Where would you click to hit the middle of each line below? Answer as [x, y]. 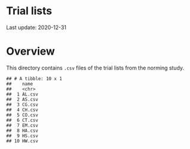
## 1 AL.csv [22, 94]
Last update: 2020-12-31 [36, 27]
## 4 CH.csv [22, 110]
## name [20, 84]
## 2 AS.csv [22, 99]
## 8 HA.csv [22, 131]
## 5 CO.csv [22, 115]
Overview [31, 51]
